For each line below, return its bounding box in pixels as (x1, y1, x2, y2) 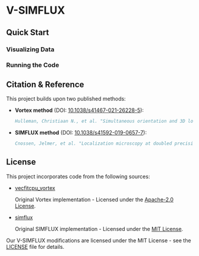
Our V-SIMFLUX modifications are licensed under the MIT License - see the (6, 236, 191, 244)
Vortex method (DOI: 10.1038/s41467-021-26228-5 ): (14, 107, 144, 114)
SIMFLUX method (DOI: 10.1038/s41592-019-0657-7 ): (14, 129, 147, 136)
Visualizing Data (6, 45, 55, 54)
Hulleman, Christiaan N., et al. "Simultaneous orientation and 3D (14, 118, 185, 124)
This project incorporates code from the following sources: (6, 173, 150, 180)
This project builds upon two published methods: (6, 95, 126, 102)
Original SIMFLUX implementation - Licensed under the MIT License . (14, 225, 184, 232)
